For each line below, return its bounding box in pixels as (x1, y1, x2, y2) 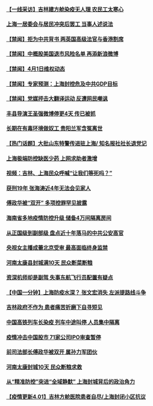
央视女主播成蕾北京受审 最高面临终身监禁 (6, 244, 108, 251)
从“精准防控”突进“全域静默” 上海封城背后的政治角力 (6, 378, 136, 386)
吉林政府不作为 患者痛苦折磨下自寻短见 (6, 304, 103, 311)
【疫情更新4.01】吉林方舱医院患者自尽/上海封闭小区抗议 (6, 393, 146, 401)
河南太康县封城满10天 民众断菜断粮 (6, 259, 93, 266)
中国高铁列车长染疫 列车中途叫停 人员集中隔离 (6, 319, 120, 326)
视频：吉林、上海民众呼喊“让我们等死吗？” (6, 169, 113, 177)
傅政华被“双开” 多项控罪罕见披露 (6, 199, 87, 207)
